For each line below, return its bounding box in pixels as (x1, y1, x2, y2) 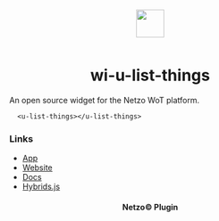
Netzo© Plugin (122, 201, 179, 212)
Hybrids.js (21, 181, 61, 192)
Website (21, 162, 54, 173)
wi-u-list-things (90, 65, 210, 86)
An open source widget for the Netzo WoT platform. (9, 94, 199, 105)
